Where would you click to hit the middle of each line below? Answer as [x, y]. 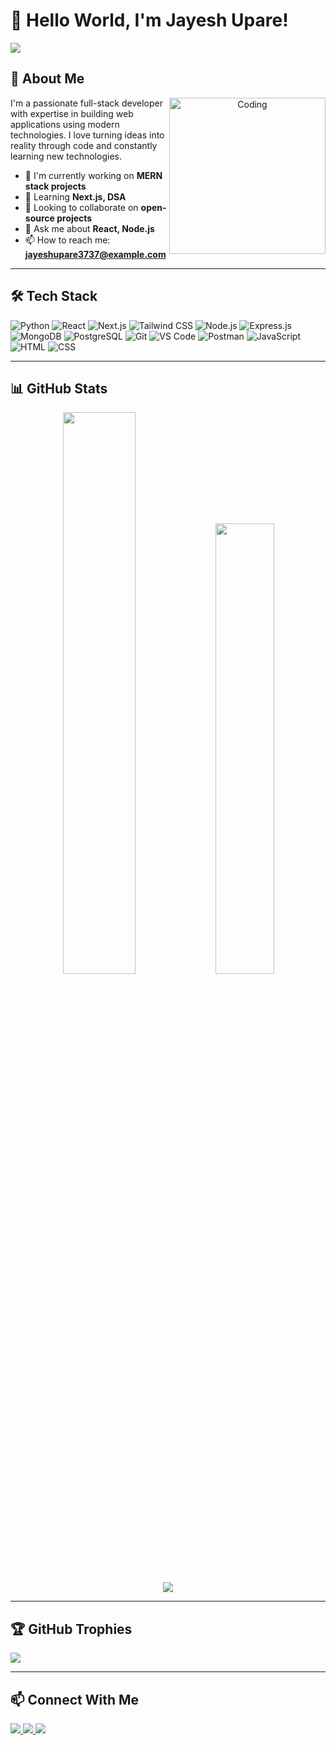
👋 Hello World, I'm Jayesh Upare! [149, 20]
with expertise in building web [72, 113]
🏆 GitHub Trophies [71, 1629]
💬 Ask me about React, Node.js [89, 228]
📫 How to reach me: [67, 240]
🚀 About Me [47, 79]
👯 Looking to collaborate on [81, 207]
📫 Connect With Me [75, 1699]
